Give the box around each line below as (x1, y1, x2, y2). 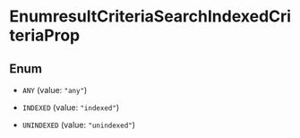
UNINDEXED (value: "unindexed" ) (21, 119, 136, 130)
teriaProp (9, 25, 81, 46)
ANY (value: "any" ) (21, 85, 88, 95)
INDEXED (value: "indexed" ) (21, 102, 119, 113)
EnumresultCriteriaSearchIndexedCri (9, 6, 292, 27)
